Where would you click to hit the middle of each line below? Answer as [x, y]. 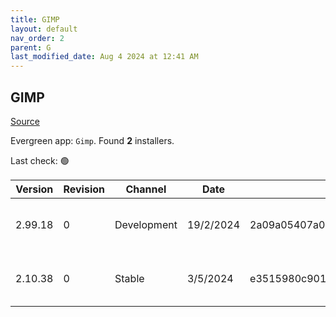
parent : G [31, 47]
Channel [146, 189]
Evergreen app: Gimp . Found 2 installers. [92, 140]
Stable [129, 278]
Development [146, 224]
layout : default [44, 29]
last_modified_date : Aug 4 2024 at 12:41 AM [104, 57]
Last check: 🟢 [40, 160]
